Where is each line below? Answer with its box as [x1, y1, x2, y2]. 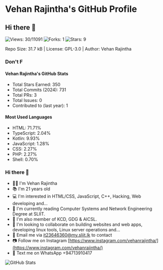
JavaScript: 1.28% [12, 141, 49, 147]
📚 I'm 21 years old [12, 186, 50, 192]
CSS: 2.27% [12, 146, 37, 152]
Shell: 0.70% [12, 157, 39, 162]
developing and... [12, 200, 48, 206]
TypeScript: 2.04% [12, 130, 51, 136]
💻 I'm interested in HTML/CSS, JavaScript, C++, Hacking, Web [12, 193, 141, 199]
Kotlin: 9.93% [12, 135, 40, 142]
